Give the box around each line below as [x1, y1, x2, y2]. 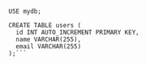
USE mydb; [8, 7, 42, 15]
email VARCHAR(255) [15, 43, 82, 51]
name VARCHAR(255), [15, 35, 82, 43]
